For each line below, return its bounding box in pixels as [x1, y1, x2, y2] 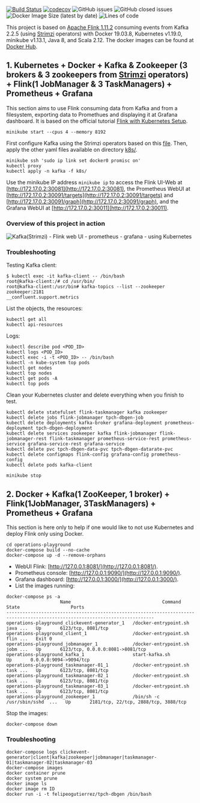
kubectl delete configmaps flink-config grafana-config [6, 451, 149, 457]
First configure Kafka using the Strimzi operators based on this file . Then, [6, 139, 188, 147]
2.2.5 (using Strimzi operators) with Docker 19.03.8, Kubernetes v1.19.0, [6, 30, 183, 37]
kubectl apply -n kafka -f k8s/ [6, 168, 87, 174]
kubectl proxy [6, 163, 42, 169]
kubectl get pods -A [6, 376, 58, 382]
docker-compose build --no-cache [6, 547, 90, 553]
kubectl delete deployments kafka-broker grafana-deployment [6, 420, 163, 426]
